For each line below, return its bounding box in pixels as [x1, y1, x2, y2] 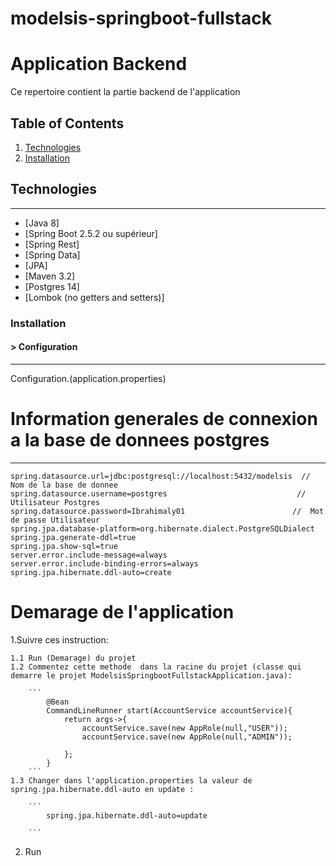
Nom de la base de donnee [10, 480, 118, 490]
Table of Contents [10, 115, 125, 132]
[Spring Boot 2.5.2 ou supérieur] [24, 227, 158, 239]
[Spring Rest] [24, 238, 80, 250]
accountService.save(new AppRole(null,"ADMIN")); [81, 732, 293, 742]
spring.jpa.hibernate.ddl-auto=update [46, 810, 208, 821]
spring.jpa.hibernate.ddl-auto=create [10, 567, 172, 577]
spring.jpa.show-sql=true [10, 541, 118, 551]
